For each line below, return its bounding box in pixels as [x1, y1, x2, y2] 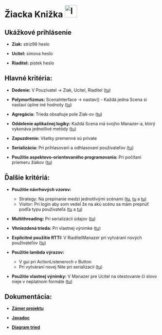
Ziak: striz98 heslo [11, 41, 50, 47]
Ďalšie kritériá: [4, 174, 50, 182]
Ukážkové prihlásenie [4, 28, 72, 37]
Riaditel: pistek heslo [11, 60, 54, 66]
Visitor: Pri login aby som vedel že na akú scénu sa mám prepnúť [18, 201, 149, 207]
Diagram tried [11, 324, 40, 330]
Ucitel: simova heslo [11, 51, 53, 56]
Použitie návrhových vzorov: [11, 186, 72, 192]
